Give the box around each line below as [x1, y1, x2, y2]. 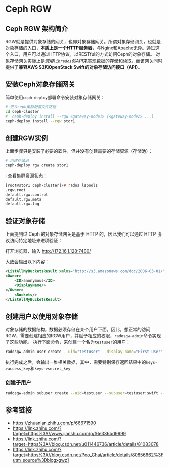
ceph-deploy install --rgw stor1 [5, 119, 75, 124]
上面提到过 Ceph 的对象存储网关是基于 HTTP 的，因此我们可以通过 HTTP [5, 231, 156, 237]
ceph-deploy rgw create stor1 [5, 163, 69, 168]
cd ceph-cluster [5, 109, 39, 114]
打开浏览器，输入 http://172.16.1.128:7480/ [5, 248, 91, 254]
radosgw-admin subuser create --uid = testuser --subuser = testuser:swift [5, 391, 158, 396]
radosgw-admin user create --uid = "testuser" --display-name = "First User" [5, 349, 163, 354]
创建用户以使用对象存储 [5, 312, 78, 321]
